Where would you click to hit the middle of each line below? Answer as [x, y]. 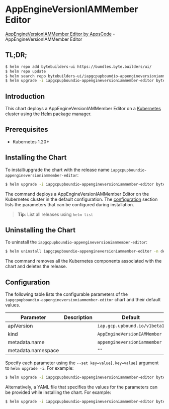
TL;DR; [16, 55]
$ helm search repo [26, 76]
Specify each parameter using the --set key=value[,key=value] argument [82, 363]
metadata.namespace [33, 351]
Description [78, 317]
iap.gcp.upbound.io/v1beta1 [131, 326]
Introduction [25, 96]
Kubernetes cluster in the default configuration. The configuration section [81, 199]
